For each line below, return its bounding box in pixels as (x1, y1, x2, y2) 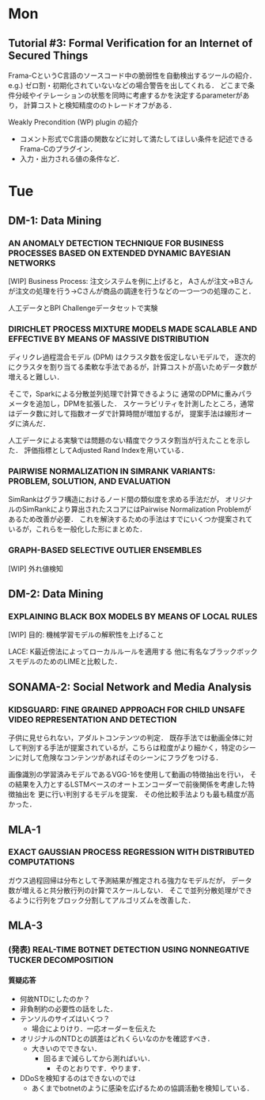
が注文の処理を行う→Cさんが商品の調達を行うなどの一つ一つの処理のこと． (8, 286, 256, 296)
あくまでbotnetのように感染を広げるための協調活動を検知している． (31, 1083, 254, 1093)
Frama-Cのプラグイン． (19, 144, 97, 153)
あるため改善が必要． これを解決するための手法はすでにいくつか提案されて (8, 515, 253, 524)
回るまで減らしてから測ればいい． (43, 1054, 154, 1064)
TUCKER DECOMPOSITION (8, 955, 114, 966)
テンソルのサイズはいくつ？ (19, 1014, 111, 1024)
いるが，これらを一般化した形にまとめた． (8, 524, 147, 534)
